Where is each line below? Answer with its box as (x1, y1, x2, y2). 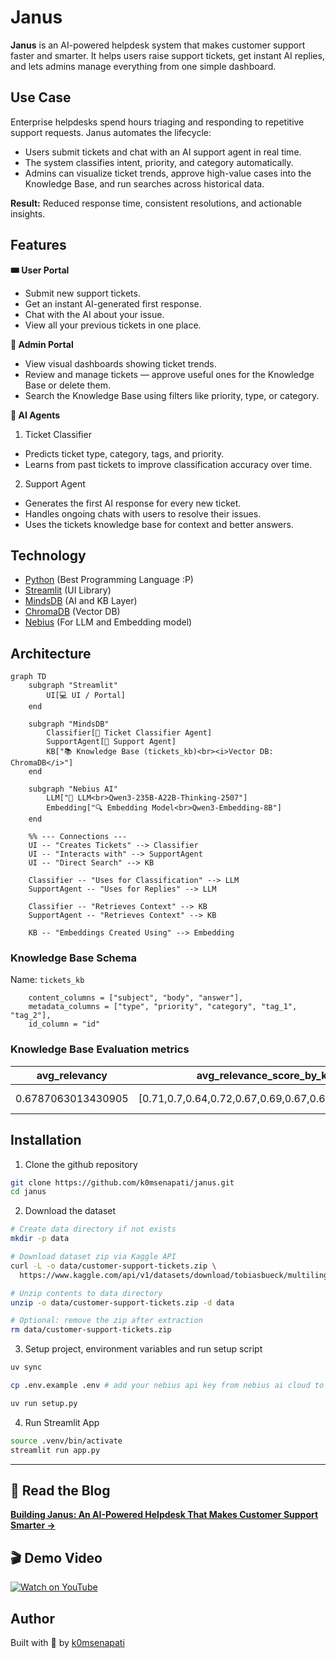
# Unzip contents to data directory (10, 1288, 163, 1298)
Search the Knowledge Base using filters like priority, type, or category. (24, 389, 320, 401)
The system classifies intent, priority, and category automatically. (24, 156, 294, 168)
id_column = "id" (28, 1019, 101, 1030)
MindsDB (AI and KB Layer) (24, 595, 138, 607)
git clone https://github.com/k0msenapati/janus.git (10, 1177, 235, 1188)
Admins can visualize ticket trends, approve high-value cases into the (24, 167, 312, 179)
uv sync (10, 1362, 43, 1373)
